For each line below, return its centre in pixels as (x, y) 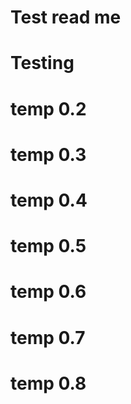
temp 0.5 (48, 246)
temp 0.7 (48, 337)
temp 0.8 (48, 383)
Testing (42, 63)
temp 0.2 (48, 108)
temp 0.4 (49, 200)
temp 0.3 (48, 154)
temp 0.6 (48, 292)
